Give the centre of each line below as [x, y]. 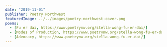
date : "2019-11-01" [25, 10]
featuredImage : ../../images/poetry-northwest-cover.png [65, 19]
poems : [12, 23]
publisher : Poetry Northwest [35, 14]
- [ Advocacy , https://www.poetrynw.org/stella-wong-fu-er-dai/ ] [78, 37]
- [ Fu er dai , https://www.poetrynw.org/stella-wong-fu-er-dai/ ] [79, 28]
